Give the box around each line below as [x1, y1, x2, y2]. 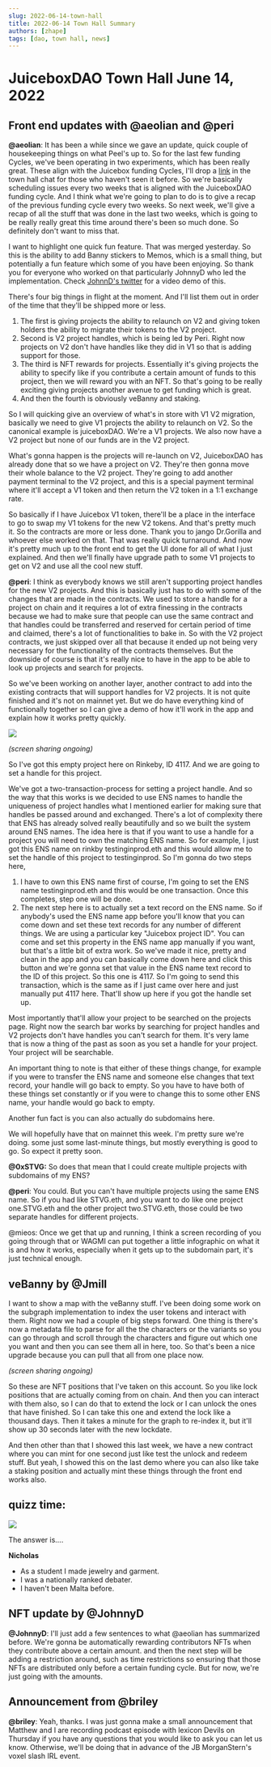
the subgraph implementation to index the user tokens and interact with [8, 1307, 247, 1317]
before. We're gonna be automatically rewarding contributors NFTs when [8, 1637, 252, 1646]
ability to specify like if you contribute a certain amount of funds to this [19, 368, 256, 377]
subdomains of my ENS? [8, 1171, 91, 1181]
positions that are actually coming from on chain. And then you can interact [8, 1390, 260, 1400]
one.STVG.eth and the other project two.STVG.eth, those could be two [8, 1203, 243, 1213]
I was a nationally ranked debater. [19, 1574, 133, 1584]
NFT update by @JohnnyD [8, 1607, 144, 1620]
